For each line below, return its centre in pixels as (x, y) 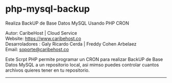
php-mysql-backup (48, 9)
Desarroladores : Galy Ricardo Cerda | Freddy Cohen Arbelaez (71, 44)
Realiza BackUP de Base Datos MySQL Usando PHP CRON (67, 23)
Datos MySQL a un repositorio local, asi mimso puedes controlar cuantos (82, 65)
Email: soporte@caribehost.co (37, 49)
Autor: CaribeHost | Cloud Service (41, 33)
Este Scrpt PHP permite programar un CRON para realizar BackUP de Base (84, 59)
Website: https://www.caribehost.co (43, 38)
